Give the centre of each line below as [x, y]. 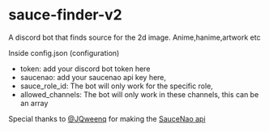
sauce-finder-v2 [66, 15]
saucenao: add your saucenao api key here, [93, 77]
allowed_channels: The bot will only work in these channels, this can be [139, 94]
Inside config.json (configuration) [64, 53]
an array [34, 103]
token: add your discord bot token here [85, 68]
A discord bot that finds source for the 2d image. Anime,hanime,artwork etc [134, 37]
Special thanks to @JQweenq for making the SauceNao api [107, 118]
